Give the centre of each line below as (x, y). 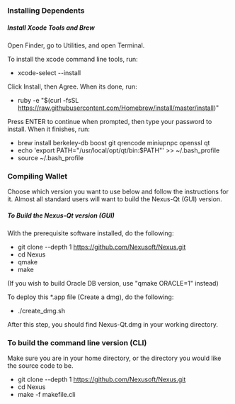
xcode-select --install (49, 72)
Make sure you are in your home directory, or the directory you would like (114, 358)
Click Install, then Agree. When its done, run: (72, 86)
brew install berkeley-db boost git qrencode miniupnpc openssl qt (114, 142)
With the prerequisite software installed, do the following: (91, 233)
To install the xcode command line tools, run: (73, 59)
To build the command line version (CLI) (77, 343)
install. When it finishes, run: (48, 129)
